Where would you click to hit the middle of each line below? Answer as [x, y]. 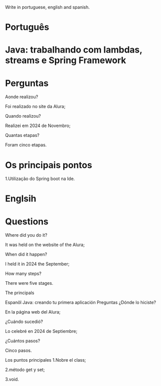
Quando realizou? [23, 116]
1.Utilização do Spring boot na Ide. [40, 179]
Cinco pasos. [19, 351]
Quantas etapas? [22, 135]
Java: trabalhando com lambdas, [74, 50]
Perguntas [27, 83]
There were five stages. [29, 283]
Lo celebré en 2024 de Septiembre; [41, 331]
